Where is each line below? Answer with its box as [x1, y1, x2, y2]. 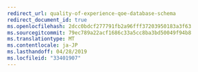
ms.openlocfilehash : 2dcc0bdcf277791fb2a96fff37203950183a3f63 [7, 23, 192, 29]
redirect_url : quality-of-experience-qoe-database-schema [7, 10, 176, 17]
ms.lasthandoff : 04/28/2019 [7, 49, 88, 56]
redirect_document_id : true [7, 16, 88, 23]
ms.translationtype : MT [7, 36, 75, 43]
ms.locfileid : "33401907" [7, 55, 81, 62]
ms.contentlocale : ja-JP [7, 42, 78, 49]
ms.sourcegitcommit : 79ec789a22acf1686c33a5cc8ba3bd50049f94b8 [7, 29, 192, 36]
